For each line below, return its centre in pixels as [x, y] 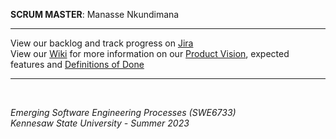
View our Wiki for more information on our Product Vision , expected [150, 53]
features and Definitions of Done [77, 64]
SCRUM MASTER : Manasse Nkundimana [95, 14]
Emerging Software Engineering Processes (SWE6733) [123, 112]
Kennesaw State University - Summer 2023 [100, 123]
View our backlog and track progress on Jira [102, 43]
